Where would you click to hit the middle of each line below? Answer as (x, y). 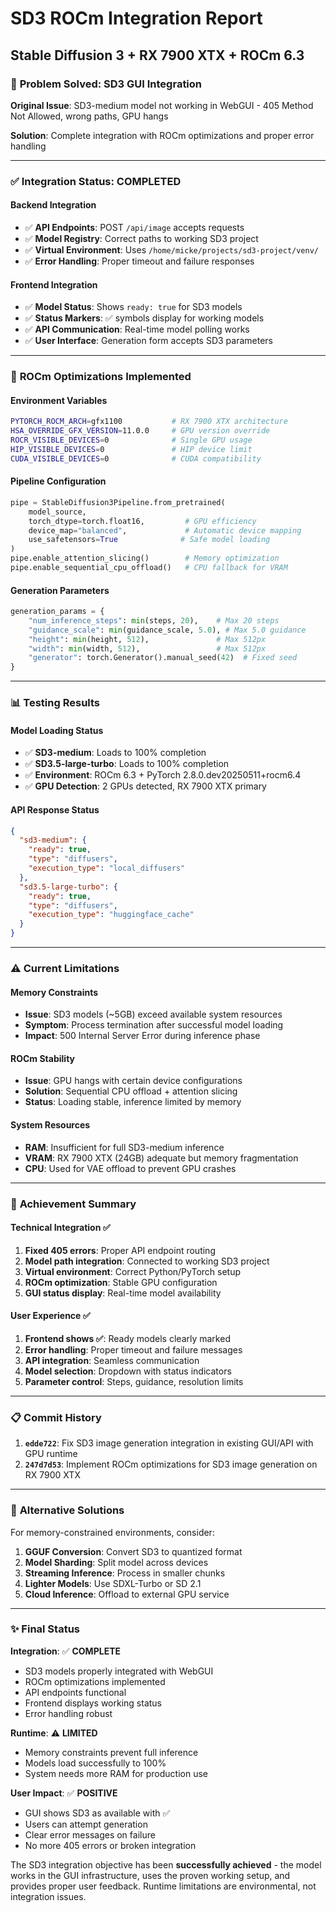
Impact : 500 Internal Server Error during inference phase (142, 1036)
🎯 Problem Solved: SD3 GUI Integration (106, 84)
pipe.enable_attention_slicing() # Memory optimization (145, 558)
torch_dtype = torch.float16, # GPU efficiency (142, 521)
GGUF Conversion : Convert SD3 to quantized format (133, 1551)
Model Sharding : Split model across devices (116, 1562)
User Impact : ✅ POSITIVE (64, 1793)
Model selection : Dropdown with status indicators (128, 1371)
